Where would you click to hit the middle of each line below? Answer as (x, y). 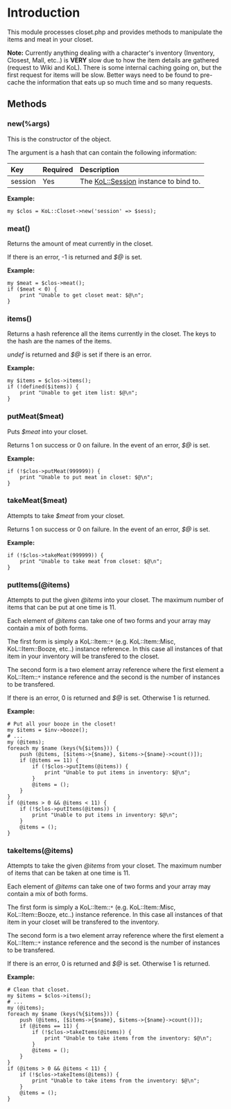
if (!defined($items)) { (43, 387)
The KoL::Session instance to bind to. (140, 181)
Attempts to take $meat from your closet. (66, 515)
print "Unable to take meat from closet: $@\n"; (91, 561)
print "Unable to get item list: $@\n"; (79, 393)
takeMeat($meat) (37, 501)
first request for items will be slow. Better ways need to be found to (103, 75)
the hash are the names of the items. (60, 341)
